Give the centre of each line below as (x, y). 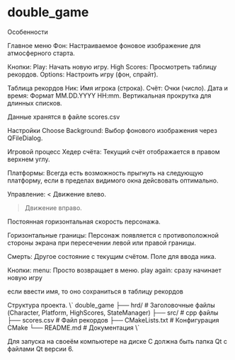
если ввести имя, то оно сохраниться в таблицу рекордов (96, 291)
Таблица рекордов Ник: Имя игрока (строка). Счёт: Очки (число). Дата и (118, 88)
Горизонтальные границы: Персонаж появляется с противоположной (113, 235)
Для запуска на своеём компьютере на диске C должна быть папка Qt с (117, 341)
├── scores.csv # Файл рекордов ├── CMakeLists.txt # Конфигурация (113, 320)
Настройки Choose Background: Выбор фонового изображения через (112, 130)
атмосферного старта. (41, 53)
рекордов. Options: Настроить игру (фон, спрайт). (83, 74)
